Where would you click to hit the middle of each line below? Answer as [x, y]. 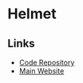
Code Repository [47, 62]
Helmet [32, 14]
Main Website [41, 71]
